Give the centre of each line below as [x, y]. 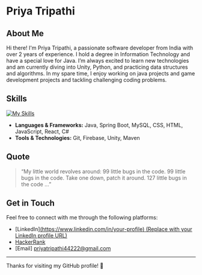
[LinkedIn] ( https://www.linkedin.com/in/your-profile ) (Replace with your [103, 229]
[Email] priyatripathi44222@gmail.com [63, 248]
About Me [25, 33]
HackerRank [30, 242]
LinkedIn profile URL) [41, 236]
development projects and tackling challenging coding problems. [87, 80]
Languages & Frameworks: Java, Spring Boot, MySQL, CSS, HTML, [99, 125]
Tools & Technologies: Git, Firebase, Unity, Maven [77, 137]
